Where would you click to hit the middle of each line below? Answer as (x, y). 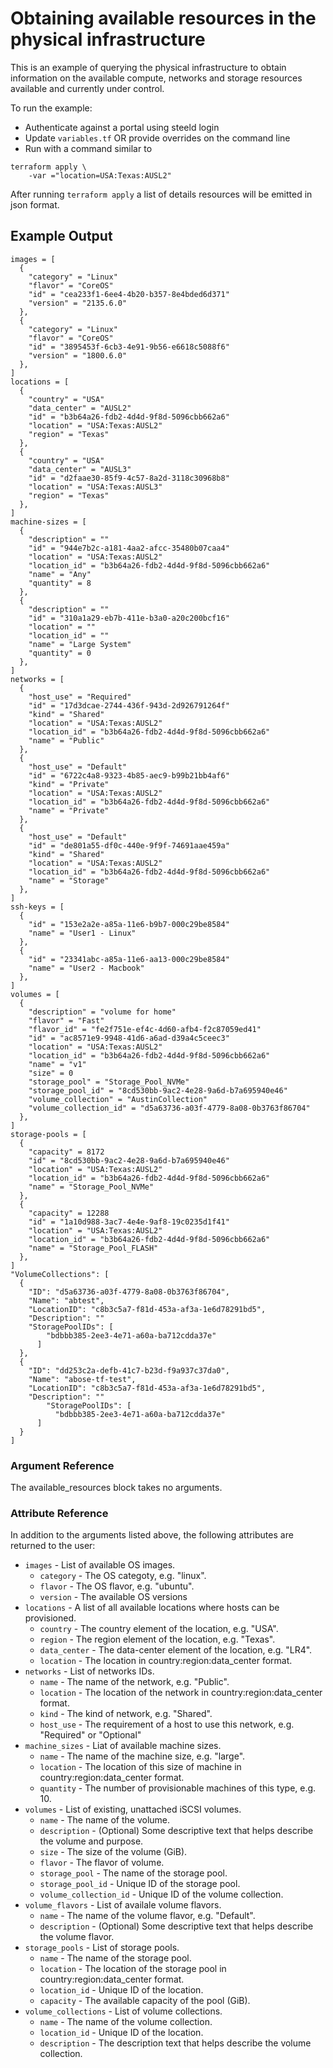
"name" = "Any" (60, 574)
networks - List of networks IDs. (89, 1671)
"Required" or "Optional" (90, 1735)
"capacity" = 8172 (66, 1152)
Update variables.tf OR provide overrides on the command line (157, 138)
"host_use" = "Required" (80, 697)
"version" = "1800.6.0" (78, 355)
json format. (35, 204)
